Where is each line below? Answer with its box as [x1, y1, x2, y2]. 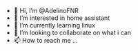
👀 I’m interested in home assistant [13, 14, 110, 22]
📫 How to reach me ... [13, 37, 78, 44]
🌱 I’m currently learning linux [13, 21, 95, 29]
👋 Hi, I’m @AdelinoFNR [13, 7, 79, 14]
